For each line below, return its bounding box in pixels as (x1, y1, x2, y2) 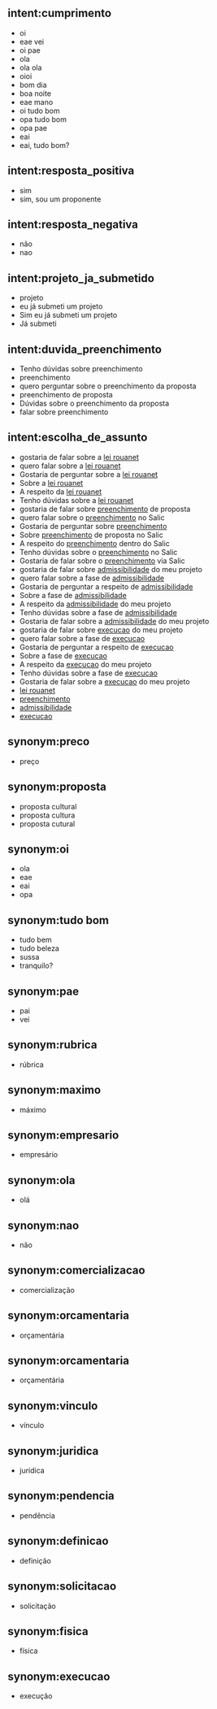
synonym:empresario (7, 1128, 119, 1142)
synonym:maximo (7, 1083, 102, 1097)
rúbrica (19, 1060, 44, 1069)
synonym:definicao (7, 1534, 109, 1548)
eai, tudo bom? (19, 140, 70, 150)
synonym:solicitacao (7, 1580, 117, 1594)
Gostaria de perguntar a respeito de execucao (19, 642, 174, 652)
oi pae (19, 45, 41, 55)
